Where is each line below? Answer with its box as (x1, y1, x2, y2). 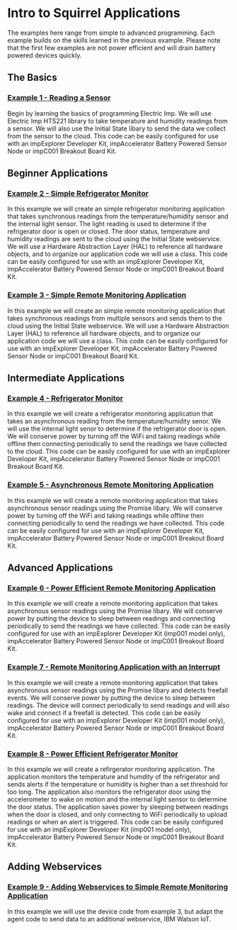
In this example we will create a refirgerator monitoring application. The (7, 765, 215, 773)
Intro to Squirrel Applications (7, 5, 180, 21)
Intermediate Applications (7, 372, 125, 384)
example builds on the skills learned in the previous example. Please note (7, 35, 221, 44)
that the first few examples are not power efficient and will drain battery (7, 43, 216, 52)
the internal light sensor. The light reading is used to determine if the (7, 220, 207, 228)
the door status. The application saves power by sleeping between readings (7, 802, 229, 811)
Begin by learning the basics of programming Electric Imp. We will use (7, 109, 212, 118)
